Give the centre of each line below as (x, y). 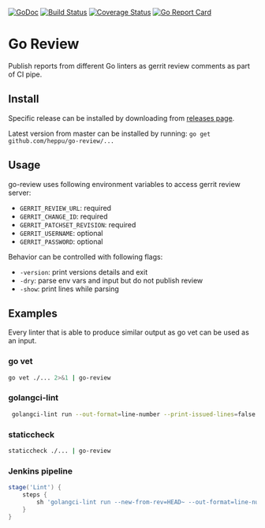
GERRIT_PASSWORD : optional (62, 242)
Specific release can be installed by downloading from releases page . (121, 118)
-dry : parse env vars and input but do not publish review (111, 280)
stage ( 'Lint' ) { (35, 488)
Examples (33, 313)
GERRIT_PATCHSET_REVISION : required (78, 224)
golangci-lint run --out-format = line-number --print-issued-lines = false (134, 414)
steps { (35, 495)
